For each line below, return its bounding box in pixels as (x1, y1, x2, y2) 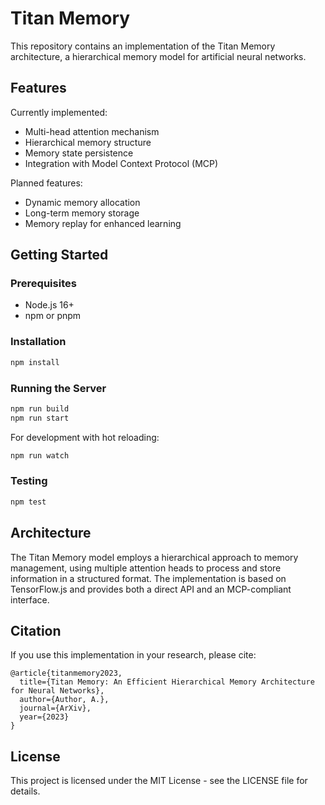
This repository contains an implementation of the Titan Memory (10, 40, 276, 52)
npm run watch (10, 450, 70, 461)
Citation (10, 622, 62, 639)
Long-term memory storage (24, 207, 140, 219)
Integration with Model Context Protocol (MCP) (24, 157, 219, 169)
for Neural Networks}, (10, 686, 105, 696)
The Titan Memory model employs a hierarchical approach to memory (10, 551, 299, 563)
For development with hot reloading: (10, 431, 160, 443)
